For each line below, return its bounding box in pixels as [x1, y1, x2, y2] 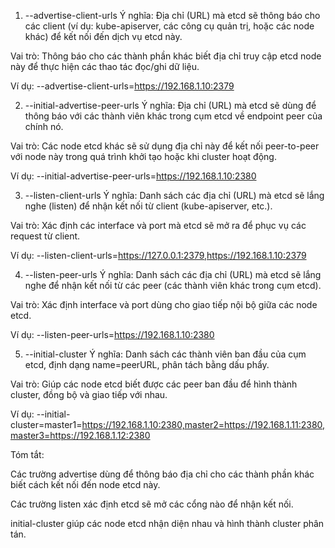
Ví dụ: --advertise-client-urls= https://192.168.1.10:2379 [10, 80, 235, 92]
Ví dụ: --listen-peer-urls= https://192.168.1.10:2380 [10, 329, 215, 340]
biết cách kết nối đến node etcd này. [10, 479, 161, 490]
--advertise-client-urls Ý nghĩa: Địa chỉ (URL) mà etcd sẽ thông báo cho [24, 10, 321, 21]
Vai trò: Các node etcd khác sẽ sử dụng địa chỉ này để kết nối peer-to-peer [10, 140, 320, 152]
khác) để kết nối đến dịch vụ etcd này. [24, 31, 183, 42]
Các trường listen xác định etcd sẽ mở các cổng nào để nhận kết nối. [10, 498, 294, 510]
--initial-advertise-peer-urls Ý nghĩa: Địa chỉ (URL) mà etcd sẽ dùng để [24, 100, 317, 111]
